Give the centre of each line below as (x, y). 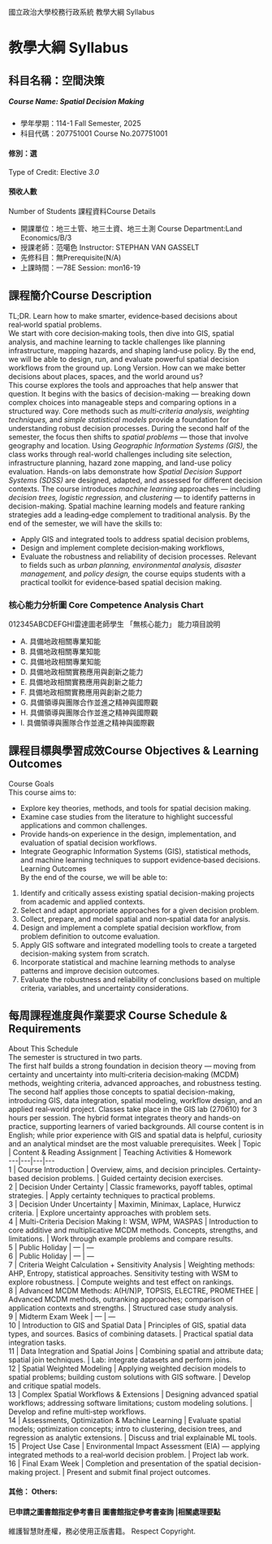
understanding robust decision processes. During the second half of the (129, 428)
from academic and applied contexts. (82, 901)
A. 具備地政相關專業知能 (60, 642)
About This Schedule (43, 1049)
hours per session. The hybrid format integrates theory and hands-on (125, 1118)
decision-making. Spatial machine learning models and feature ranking (127, 506)
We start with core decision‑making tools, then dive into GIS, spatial (121, 333)
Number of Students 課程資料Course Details (82, 211)
